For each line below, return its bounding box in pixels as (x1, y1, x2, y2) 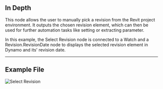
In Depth (5, 4, 32, 12)
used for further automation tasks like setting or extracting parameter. (5, 27, 145, 33)
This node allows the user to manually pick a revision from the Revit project (5, 17, 155, 22)
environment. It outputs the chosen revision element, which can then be (5, 22, 149, 28)
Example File (5, 66, 45, 74)
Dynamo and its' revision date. (5, 47, 66, 53)
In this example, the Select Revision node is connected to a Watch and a (5, 36, 149, 42)
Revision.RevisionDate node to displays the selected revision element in (5, 41, 148, 48)
